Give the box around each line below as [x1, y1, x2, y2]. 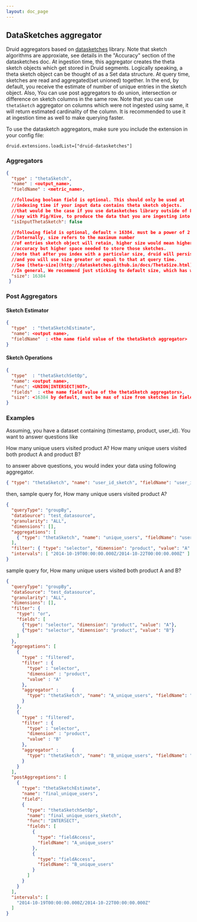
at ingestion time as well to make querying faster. [6, 114, 125, 121]
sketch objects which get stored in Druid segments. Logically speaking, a [6, 64, 183, 72]
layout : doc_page [6, 8, 49, 15]
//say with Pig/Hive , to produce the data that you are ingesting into [11, 213, 191, 219]
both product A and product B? [6, 451, 81, 458]
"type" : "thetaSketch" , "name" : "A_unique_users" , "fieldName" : [27, 693, 188, 699]
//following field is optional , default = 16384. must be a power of [11, 229, 185, 235]
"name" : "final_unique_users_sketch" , [27, 812, 122, 818]
